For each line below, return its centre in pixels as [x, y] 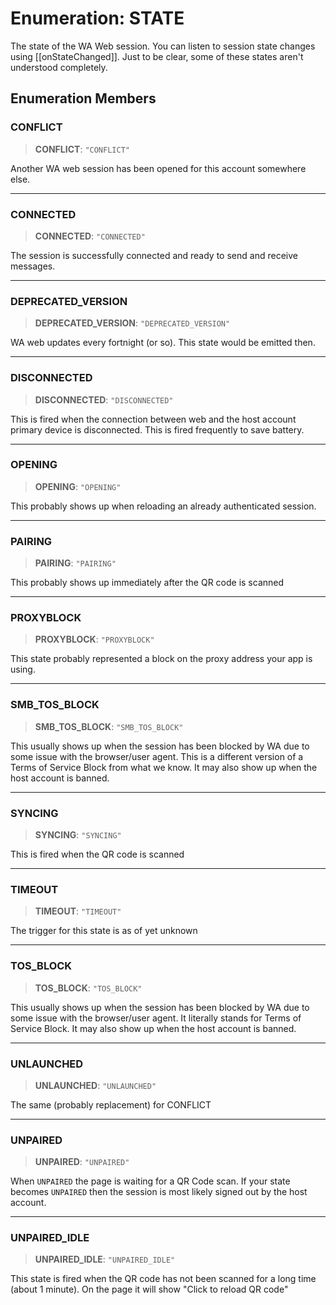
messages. [33, 266]
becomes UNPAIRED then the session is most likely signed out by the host [159, 1192]
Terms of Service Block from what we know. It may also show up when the [164, 767]
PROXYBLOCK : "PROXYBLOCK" [94, 639]
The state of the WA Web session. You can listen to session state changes [163, 46]
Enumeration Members [83, 98]
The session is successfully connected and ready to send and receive [154, 255]
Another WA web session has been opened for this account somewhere [158, 168]
